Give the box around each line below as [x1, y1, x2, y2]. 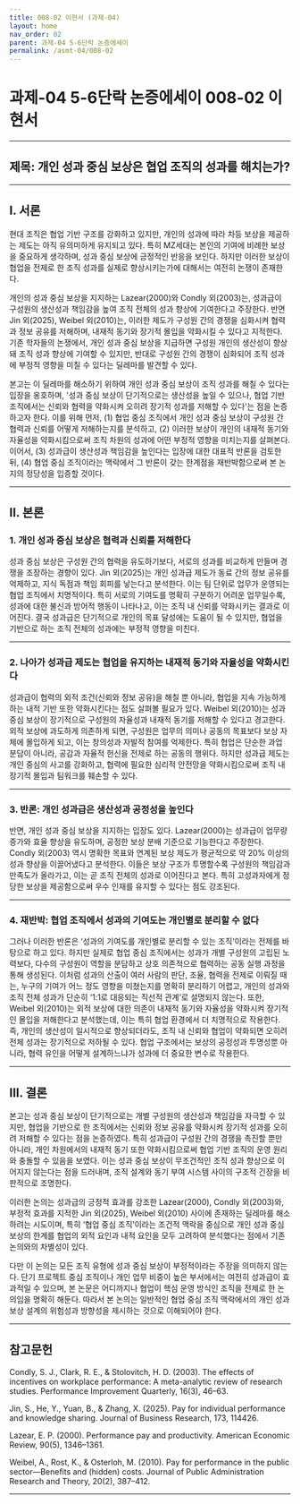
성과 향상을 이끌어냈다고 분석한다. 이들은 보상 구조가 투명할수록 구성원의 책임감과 [9, 859, 291, 869]
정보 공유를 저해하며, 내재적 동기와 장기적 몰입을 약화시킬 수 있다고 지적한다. [18, 326, 283, 337]
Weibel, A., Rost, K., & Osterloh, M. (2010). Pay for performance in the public [9, 1457, 290, 1467]
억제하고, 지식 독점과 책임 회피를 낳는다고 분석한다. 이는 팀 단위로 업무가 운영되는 [9, 578, 290, 589]
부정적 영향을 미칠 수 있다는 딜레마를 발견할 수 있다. [18, 359, 197, 370]
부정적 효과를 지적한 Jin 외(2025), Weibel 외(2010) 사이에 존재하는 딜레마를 [9, 1208, 274, 1218]
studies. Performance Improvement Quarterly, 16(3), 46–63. [9, 1385, 229, 1397]
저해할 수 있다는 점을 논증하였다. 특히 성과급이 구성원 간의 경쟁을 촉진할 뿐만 [18, 1133, 283, 1144]
